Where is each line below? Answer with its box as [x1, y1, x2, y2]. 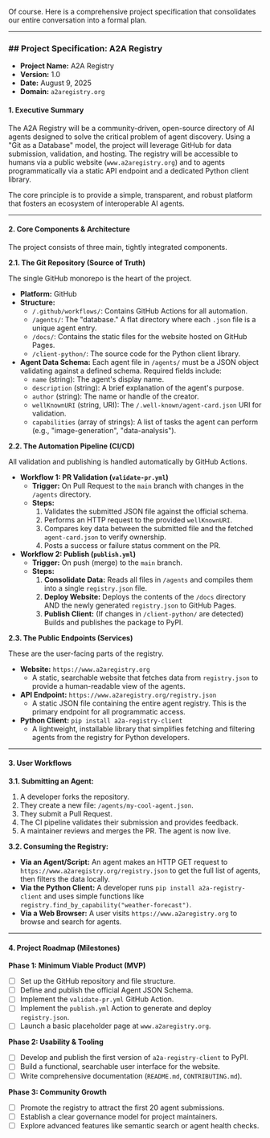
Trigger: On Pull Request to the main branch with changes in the [31, 481, 244, 490]
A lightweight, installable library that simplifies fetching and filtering [31, 723, 256, 734]
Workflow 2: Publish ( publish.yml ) [19, 549, 137, 559]
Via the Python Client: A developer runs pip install [19, 882, 195, 892]
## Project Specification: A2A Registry [8, 43, 163, 54]
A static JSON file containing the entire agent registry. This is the [31, 698, 247, 708]
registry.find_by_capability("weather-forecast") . [19, 899, 192, 909]
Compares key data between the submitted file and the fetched [43, 523, 254, 533]
